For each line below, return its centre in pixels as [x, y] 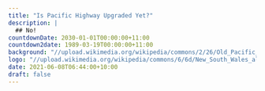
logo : [17, 60]
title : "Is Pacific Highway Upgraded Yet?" [81, 15]
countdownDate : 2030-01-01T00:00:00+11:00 [79, 38]
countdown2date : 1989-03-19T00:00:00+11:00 [81, 45]
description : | [33, 23]
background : [28, 52]
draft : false [30, 74]
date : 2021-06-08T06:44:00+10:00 [63, 67]
